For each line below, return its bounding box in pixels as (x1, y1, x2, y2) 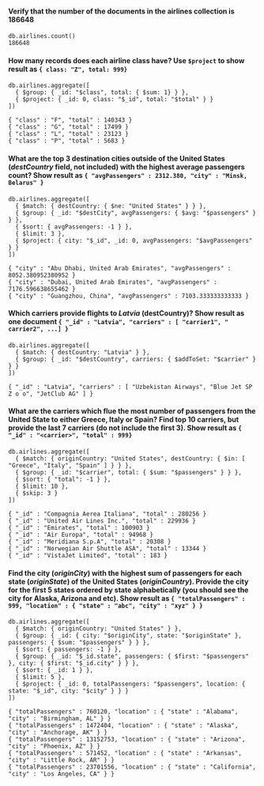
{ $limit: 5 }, (15, 673, 66, 682)
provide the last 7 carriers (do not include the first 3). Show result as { (8, 423, 243, 433)
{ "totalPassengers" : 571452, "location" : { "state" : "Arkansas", (8, 750, 243, 758)
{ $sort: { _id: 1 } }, (15, 667, 93, 675)
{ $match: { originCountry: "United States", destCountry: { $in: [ (15, 455, 246, 463)
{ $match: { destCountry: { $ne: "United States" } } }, (15, 202, 207, 210)
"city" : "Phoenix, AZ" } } (8, 743, 101, 750)
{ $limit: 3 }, (15, 229, 66, 237)
